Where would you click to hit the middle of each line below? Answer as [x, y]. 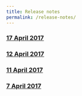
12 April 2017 [25, 54]
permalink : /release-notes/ [41, 17]
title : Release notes [33, 12]
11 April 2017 [25, 70]
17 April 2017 [25, 38]
